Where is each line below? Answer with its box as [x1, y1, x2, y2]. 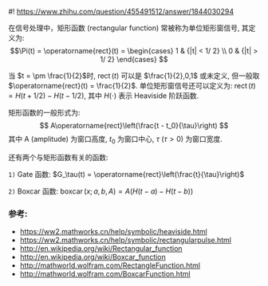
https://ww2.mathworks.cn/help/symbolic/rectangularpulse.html [19, 235, 231, 245]
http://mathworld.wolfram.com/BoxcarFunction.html [19, 269, 191, 279]
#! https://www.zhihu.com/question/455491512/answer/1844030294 [8, 7, 234, 16]
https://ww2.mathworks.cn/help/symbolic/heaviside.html [19, 227, 207, 237]
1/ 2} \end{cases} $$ [100, 55, 168, 64]
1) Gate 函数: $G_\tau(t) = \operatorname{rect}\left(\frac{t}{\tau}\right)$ [8, 169, 245, 178]
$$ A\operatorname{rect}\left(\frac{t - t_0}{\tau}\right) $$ [39, 121, 229, 130]
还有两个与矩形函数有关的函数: [8, 152, 109, 162]
